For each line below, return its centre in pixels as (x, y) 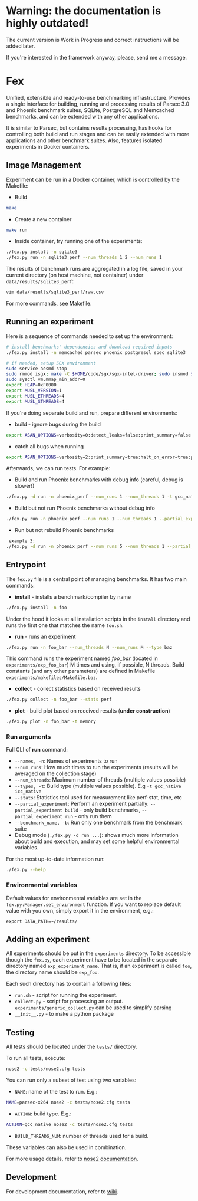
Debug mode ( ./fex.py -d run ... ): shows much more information (96, 835)
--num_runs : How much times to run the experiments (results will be (96, 767)
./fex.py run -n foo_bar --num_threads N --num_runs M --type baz (89, 647)
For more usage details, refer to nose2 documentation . (72, 1159)
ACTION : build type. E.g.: (43, 1114)
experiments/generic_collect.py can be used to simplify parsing (93, 1008)
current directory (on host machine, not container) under (75, 275)
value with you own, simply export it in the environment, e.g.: (80, 910)
